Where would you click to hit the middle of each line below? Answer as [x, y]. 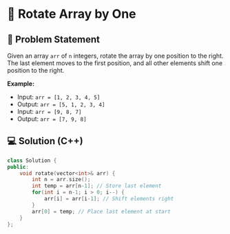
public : [18, 167]
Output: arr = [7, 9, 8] [52, 119]
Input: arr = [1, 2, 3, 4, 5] [59, 97]
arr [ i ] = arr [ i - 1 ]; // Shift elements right [109, 199]
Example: [21, 84]
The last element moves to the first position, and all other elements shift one [115, 63]
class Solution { [32, 161]
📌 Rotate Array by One [72, 14]
